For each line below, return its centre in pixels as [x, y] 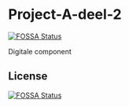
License [28, 76]
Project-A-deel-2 [65, 15]
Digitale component [40, 51]
